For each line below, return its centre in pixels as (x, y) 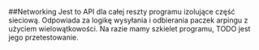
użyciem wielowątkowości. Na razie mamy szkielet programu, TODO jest (129, 29)
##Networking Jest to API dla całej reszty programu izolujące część (122, 12)
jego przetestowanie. (43, 37)
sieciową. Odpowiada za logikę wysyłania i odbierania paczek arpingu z (128, 20)
